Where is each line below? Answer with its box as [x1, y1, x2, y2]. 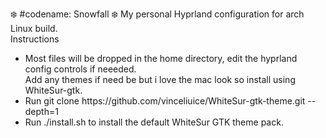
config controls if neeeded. [24, 63, 137, 75]
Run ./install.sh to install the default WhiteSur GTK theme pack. [24, 116, 284, 128]
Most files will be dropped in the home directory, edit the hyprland [24, 53, 298, 64]
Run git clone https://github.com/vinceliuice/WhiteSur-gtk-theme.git [24, 95, 306, 107]
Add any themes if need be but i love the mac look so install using [24, 74, 296, 85]
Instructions [10, 33, 60, 45]
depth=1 [24, 106, 59, 117]
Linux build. [10, 23, 58, 34]
